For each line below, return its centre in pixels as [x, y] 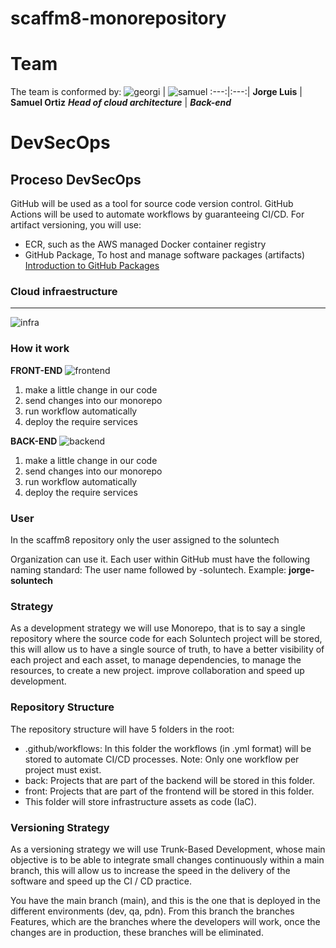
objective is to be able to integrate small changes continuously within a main [167, 859]
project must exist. [63, 769]
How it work [40, 349]
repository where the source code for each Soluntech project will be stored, [166, 639]
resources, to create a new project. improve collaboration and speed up [157, 671]
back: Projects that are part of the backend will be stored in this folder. [169, 780]
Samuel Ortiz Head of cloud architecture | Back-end [121, 103]
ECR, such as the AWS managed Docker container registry [145, 244]
